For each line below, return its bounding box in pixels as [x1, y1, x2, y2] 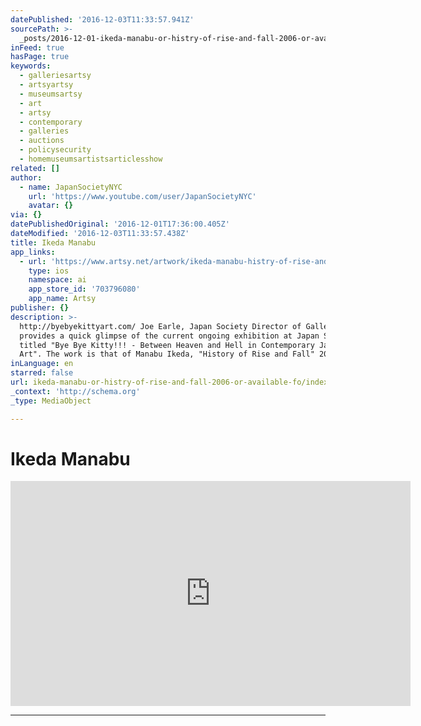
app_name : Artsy [28, 294, 97, 304]
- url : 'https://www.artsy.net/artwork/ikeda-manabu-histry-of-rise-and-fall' [19, 256, 356, 266]
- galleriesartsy [19, 71, 92, 81]
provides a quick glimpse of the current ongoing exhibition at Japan [19, 331, 320, 341]
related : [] [10, 163, 60, 173]
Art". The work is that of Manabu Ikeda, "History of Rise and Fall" [19, 349, 315, 360]
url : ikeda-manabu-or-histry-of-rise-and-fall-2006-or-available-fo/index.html [10, 377, 352, 387]
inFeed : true [10, 42, 65, 53]
